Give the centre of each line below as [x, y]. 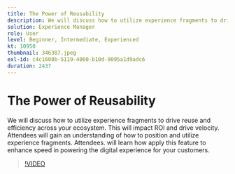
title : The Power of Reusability [56, 14]
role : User [23, 33]
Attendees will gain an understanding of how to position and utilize [103, 135]
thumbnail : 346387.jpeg [42, 53]
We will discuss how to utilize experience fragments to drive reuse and [109, 120]
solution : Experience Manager [51, 27]
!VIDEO [35, 163]
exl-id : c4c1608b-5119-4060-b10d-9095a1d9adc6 [76, 60]
